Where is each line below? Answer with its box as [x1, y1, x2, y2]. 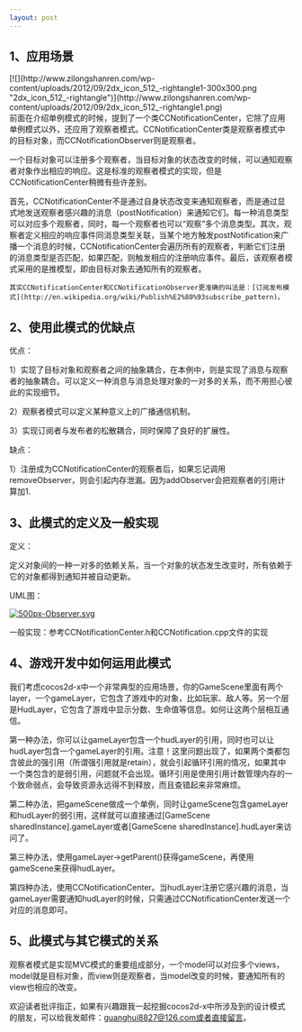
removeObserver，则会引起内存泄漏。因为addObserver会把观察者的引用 [9, 475, 279, 486]
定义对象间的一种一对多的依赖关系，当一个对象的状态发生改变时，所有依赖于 [9, 560, 293, 571]
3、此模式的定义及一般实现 [9, 515, 159, 530]
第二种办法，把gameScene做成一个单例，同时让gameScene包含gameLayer [9, 799, 289, 809]
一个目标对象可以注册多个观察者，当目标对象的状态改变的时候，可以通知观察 [9, 154, 293, 165]
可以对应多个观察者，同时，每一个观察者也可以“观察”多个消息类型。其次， [9, 218, 285, 230]
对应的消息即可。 [9, 904, 73, 915]
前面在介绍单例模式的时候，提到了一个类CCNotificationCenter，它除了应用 [9, 113, 286, 123]
